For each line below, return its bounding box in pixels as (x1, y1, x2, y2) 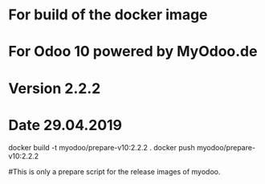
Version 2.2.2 (8, 79, 101, 97)
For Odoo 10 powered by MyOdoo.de (8, 43, 258, 61)
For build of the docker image (8, 6, 208, 24)
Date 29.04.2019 (8, 116, 123, 134)
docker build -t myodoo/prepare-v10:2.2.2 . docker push (8, 142, 195, 152)
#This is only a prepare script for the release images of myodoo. (8, 166, 221, 176)
